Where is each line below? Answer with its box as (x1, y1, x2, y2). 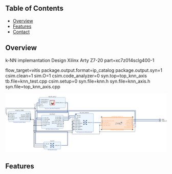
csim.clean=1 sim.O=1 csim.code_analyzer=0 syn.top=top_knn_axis (5, 72, 147, 79)
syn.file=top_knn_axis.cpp (5, 83, 60, 89)
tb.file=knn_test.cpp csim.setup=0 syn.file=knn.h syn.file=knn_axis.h (5, 78, 150, 84)
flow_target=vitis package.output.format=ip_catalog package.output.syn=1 (5, 67, 163, 73)
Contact (12, 28, 30, 35)
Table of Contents (5, 4, 64, 13)
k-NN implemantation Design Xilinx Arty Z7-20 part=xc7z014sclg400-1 (5, 57, 155, 63)
